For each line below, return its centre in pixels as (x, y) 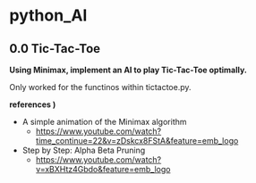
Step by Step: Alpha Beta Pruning (84, 150)
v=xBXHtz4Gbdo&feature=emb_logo (103, 169)
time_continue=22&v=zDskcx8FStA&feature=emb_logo (137, 141)
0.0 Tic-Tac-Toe (55, 49)
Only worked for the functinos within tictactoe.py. (100, 87)
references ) (33, 104)
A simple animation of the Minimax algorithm (104, 122)
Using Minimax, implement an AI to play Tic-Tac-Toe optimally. (128, 70)
